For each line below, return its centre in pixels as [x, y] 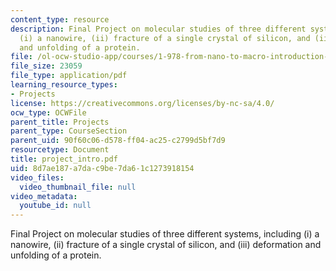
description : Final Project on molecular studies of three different [158, 29]
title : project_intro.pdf [64, 159]
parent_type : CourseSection [69, 131]
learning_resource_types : [64, 85]
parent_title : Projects [60, 122]
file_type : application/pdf [69, 76]
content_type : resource [60, 19]
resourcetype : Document [60, 150]
